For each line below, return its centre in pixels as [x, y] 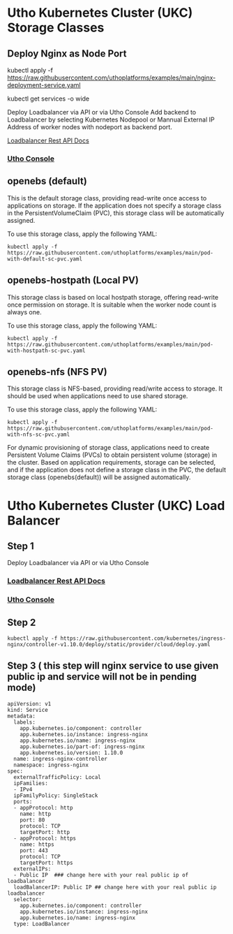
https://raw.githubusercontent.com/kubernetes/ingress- [143, 639]
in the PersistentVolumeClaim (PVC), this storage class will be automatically [116, 213]
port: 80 [32, 820]
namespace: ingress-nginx [51, 765]
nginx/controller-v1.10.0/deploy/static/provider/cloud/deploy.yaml [109, 645]
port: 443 [34, 850]
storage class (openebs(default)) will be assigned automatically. [99, 477]
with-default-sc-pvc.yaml [45, 259]
